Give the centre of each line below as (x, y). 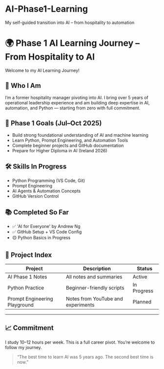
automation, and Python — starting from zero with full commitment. (73, 108)
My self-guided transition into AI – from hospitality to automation (70, 22)
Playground (21, 305)
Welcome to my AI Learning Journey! (42, 70)
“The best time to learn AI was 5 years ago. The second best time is (85, 357)
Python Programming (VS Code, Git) (49, 181)
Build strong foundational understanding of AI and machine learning (80, 135)
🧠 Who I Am (23, 86)
